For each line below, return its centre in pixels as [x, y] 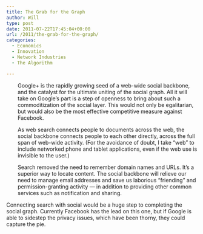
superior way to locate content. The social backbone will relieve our [102, 173]
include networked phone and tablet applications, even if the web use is [108, 149]
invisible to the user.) [44, 155]
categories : [21, 40]
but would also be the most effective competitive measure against [100, 111]
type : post [20, 23]
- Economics [27, 46]
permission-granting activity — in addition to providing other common [105, 187]
